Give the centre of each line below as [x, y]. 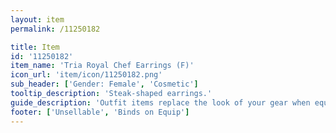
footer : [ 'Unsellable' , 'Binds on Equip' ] [100, 112]
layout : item [37, 19]
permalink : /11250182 [55, 29]
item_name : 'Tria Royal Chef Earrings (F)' [102, 66]
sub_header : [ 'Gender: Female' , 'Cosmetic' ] [104, 84]
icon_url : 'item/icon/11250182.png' [86, 75]
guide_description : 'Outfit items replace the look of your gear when [160, 102]
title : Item [35, 47]
